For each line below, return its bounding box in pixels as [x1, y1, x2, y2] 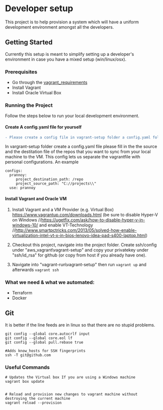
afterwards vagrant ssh [12, 267, 59, 273]
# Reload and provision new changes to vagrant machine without [5, 392, 138, 397]
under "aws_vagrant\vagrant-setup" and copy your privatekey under [12, 247, 149, 253]
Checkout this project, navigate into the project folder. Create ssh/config [12, 241, 157, 248]
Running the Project [5, 102, 53, 108]
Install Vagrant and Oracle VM [5, 196, 67, 202]
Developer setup [5, 3, 74, 14]
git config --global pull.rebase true [5, 340, 83, 345]
